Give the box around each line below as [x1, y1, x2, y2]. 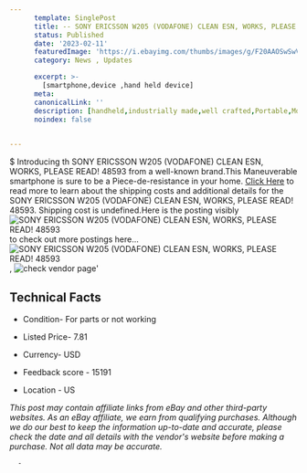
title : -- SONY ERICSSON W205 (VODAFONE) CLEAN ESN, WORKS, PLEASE [33, 22, 297, 31]
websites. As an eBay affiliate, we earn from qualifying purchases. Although [9, 412, 297, 423]
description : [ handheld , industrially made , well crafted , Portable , [33, 106, 292, 115]
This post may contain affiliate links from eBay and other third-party [9, 402, 268, 413]
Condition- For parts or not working [22, 313, 157, 324]
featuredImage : [33, 47, 92, 57]
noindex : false [33, 115, 92, 124]
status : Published [33, 30, 104, 39]
